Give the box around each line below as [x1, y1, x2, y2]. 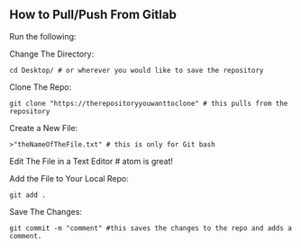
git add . [9, 190, 47, 199]
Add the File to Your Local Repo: [9, 173, 129, 183]
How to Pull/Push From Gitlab [9, 7, 178, 22]
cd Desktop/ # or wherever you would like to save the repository [9, 66, 264, 75]
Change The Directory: [9, 49, 95, 59]
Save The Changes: [9, 206, 83, 217]
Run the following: [9, 31, 77, 41]
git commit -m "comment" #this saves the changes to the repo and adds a [9, 224, 293, 233]
